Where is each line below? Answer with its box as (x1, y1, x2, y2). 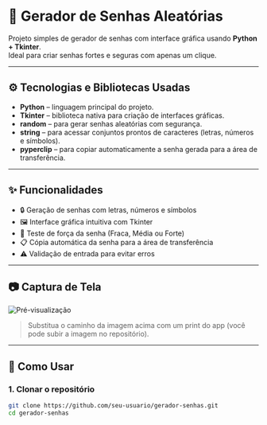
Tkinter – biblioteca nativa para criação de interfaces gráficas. (19, 111, 225, 120)
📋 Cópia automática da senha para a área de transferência (19, 237, 214, 247)
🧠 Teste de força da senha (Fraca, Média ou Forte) (19, 228, 185, 238)
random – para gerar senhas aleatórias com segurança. (19, 119, 203, 128)
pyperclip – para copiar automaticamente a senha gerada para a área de (19, 144, 258, 154)
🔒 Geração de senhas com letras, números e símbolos (19, 205, 197, 214)
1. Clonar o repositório (8, 384, 95, 395)
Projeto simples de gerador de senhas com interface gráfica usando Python (8, 33, 258, 43)
